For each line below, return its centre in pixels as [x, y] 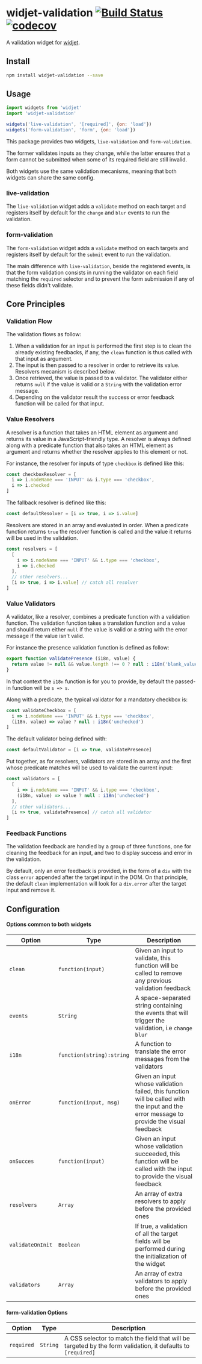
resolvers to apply [161, 1201]
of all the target [157, 1234]
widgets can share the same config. [50, 177]
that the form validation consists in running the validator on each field [92, 272]
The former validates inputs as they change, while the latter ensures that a [98, 153]
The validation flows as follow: [44, 334]
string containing [159, 1006]
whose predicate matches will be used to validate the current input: [90, 768]
